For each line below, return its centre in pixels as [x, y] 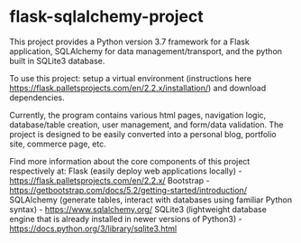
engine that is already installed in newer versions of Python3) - [126, 219]
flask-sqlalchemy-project [107, 17]
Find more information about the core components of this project [130, 161]
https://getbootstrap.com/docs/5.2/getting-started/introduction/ [128, 190]
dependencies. [37, 98]
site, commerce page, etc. [58, 144]
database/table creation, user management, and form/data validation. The [146, 125]
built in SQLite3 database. [57, 61]
